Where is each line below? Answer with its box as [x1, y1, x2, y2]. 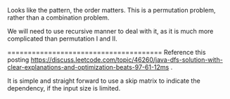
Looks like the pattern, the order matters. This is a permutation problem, [7, 6, 216, 14]
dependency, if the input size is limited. [7, 84, 121, 92]
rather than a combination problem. [7, 13, 110, 22]
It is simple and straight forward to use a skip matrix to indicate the [7, 77, 200, 85]
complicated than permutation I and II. [7, 34, 117, 43]
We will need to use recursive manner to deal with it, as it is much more [7, 27, 214, 35]
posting [7, 55, 30, 64]
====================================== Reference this [7, 48, 206, 56]
